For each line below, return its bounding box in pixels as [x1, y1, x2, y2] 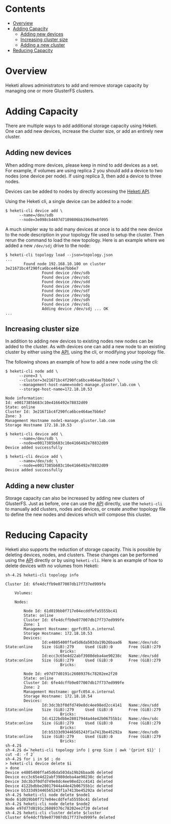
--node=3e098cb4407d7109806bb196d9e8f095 [18, 217, 109, 222]
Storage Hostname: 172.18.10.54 [23, 694, 93, 699]
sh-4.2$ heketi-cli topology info [5, 573, 79, 578]
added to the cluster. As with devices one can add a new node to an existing [5, 344, 166, 350]
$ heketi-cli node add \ [5, 369, 58, 374]
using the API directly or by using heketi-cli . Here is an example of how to [5, 557, 163, 564]
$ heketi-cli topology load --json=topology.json [5, 252, 113, 257]
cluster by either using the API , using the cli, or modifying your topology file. [5, 349, 165, 355]
